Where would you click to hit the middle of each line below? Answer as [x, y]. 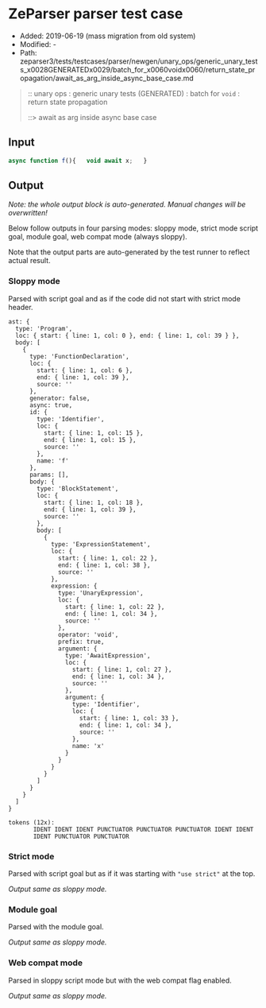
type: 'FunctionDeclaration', [79, 356]
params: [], [49, 475]
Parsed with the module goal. [56, 927]
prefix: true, [81, 642]
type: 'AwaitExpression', [108, 655]
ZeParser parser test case [96, 14]
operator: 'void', [89, 634]
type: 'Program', [44, 328]
